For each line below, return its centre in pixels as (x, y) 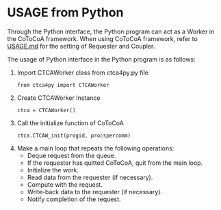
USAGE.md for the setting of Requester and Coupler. (81, 46)
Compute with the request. (65, 184)
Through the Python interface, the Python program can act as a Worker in (111, 31)
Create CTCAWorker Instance (58, 98)
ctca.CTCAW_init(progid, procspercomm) (74, 135)
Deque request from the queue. (71, 155)
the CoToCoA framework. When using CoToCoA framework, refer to (103, 38)
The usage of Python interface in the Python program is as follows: (102, 59)
